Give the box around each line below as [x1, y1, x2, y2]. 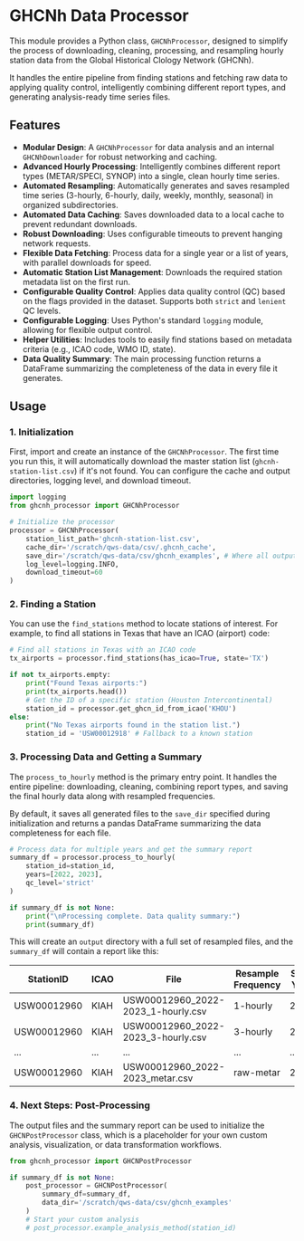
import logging [9, 492, 67, 502]
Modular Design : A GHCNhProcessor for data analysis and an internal [22, 141, 274, 152]
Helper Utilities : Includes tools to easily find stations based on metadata [22, 334, 292, 345]
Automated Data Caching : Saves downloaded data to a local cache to [22, 209, 285, 220]
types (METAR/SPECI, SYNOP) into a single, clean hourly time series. [22, 170, 280, 181]
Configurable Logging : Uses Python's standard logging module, [22, 314, 264, 326]
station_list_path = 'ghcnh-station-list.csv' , [25, 534, 201, 543]
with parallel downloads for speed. [22, 257, 152, 268]
